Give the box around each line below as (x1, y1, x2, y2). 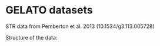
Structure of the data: (5, 34, 58, 41)
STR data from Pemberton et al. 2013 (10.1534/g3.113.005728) (5, 23, 155, 30)
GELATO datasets (5, 3, 93, 17)
